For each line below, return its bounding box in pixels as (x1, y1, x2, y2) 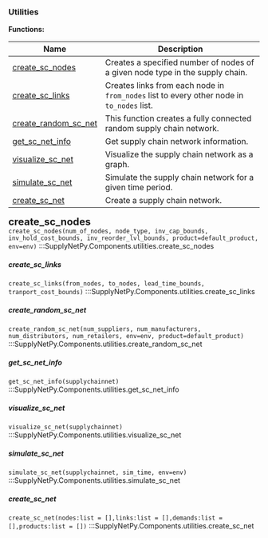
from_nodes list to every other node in (104, 90, 244, 102)
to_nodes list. (104, 100, 153, 111)
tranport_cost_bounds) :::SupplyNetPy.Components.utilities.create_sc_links (8, 287, 255, 297)
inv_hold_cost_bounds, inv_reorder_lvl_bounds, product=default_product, (8, 234, 259, 242)
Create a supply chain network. (104, 195, 223, 206)
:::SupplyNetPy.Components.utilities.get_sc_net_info (8, 385, 179, 394)
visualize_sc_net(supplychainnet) (8, 423, 124, 432)
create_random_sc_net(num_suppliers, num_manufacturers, (8, 325, 202, 333)
